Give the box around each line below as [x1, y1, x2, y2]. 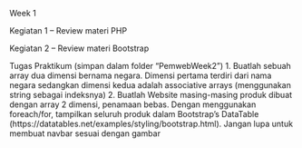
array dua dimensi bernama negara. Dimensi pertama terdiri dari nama [9, 70, 272, 81]
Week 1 [9, 8, 36, 18]
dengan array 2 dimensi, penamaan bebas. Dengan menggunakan [9, 99, 257, 110]
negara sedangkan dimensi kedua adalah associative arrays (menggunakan [9, 80, 292, 90]
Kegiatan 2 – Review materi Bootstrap [9, 43, 150, 54]
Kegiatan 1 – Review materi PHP [9, 25, 128, 35]
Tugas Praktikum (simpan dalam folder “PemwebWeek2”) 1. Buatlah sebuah [9, 61, 292, 71]
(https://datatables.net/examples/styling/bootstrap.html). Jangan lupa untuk [9, 118, 293, 129]
